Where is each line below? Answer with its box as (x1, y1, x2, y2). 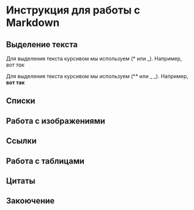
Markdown (6, 16, 60, 29)
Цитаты (6, 176, 36, 186)
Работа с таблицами (6, 156, 85, 166)
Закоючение (6, 196, 55, 206)
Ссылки (6, 136, 37, 146)
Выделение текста (6, 39, 78, 49)
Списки (6, 96, 36, 106)
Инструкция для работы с (6, 4, 141, 17)
